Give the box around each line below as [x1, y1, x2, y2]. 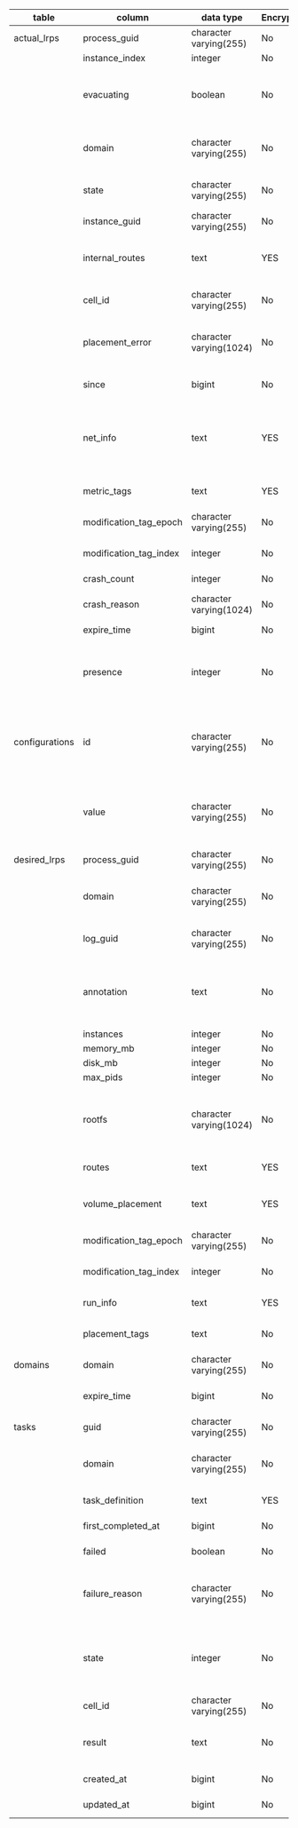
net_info [82, 432, 117, 443]
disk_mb [82, 1057, 118, 1069]
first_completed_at [82, 1520, 161, 1531]
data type [200, 12, 243, 23]
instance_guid [82, 215, 142, 227]
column [116, 12, 149, 23]
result [82, 1737, 107, 1748]
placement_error [82, 337, 153, 348]
